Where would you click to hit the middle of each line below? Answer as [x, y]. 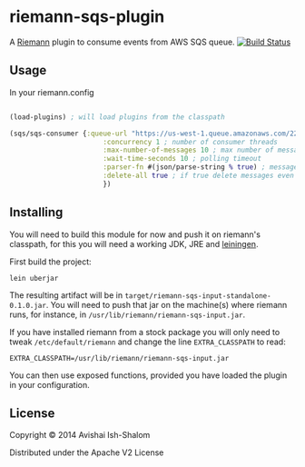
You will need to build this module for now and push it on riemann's [135, 234]
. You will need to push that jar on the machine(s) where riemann [167, 304]
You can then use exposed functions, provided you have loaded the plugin [148, 375]
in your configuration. [49, 384]
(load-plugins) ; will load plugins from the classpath [117, 117]
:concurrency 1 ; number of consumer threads [191, 142]
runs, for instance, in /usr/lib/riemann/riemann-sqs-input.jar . [128, 314]
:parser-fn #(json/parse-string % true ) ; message [201, 167]
